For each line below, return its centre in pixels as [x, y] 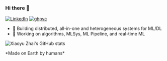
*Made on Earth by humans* [35, 53]
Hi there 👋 [18, 8]
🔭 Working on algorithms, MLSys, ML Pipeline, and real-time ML [78, 34]
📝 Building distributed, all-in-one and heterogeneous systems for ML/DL [87, 28]
